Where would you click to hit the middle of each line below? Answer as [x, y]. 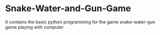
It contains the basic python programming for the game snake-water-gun [80, 22]
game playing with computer [34, 27]
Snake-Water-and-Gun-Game [68, 9]
